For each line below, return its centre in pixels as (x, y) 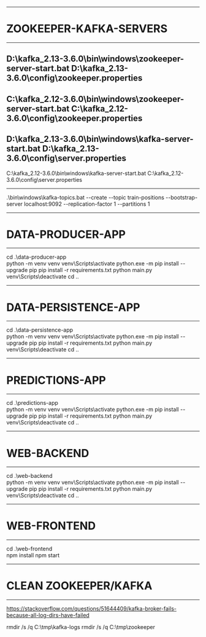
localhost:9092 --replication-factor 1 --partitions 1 (87, 204)
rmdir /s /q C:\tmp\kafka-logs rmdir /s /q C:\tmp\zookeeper (81, 627)
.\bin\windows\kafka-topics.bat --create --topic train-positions (85, 197)
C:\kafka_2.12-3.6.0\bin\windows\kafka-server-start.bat (76, 173)
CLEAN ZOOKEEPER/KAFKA (79, 586)
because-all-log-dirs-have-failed (48, 616)
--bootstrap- (181, 197)
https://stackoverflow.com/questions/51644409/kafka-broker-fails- (91, 609)
